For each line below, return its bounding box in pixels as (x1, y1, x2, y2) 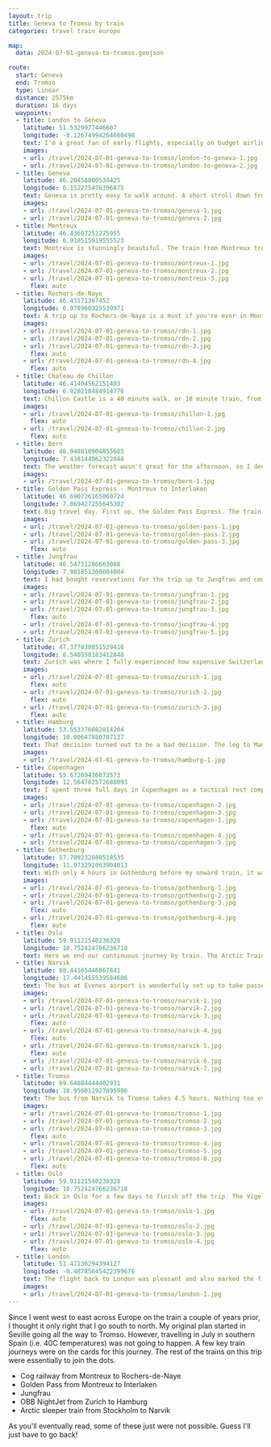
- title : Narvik (15, 959, 70, 967)
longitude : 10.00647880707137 (23, 733, 125, 741)
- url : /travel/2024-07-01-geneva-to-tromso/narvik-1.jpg (23, 996, 222, 1004)
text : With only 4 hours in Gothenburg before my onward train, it (23, 868, 254, 876)
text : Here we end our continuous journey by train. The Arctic (23, 952, 244, 960)
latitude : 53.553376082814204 (23, 726, 125, 734)
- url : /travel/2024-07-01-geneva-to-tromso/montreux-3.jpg (23, 274, 229, 282)
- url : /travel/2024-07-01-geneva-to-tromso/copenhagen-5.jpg (23, 838, 236, 847)
